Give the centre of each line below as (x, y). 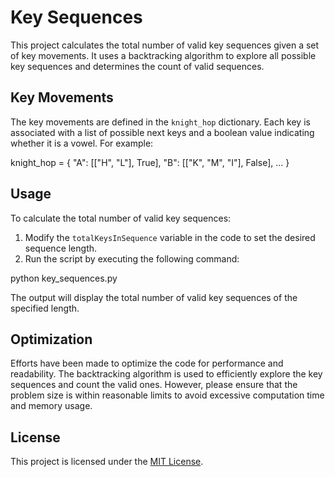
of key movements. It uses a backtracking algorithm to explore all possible (163, 55)
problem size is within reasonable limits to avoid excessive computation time (167, 395)
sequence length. (61, 248)
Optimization (51, 339)
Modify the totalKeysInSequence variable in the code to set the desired (170, 237)
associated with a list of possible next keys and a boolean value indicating (162, 132)
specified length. (45, 308)
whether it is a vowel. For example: (82, 143)
